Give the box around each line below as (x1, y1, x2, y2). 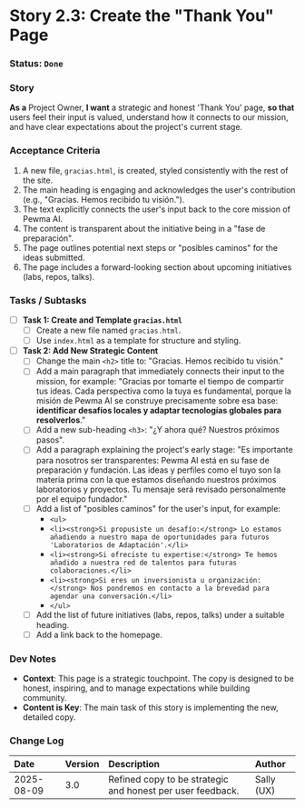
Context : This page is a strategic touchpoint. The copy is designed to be (22, 673, 295, 684)
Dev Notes (9, 652, 57, 664)
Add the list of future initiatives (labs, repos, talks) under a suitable (35, 609, 285, 620)
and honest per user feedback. (108, 784, 240, 797)
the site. (22, 175, 54, 185)
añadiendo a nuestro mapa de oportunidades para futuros (49, 533, 270, 542)
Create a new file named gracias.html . (35, 325, 182, 336)
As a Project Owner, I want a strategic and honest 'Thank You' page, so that (9, 102, 295, 114)
